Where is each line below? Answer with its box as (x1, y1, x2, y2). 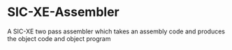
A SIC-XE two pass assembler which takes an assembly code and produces (7, 27, 226, 35)
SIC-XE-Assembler (7, 4, 120, 20)
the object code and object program (7, 34, 111, 42)
